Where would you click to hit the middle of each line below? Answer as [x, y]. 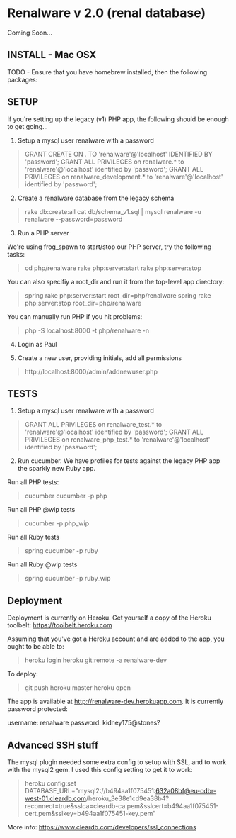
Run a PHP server [43, 233]
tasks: [16, 254]
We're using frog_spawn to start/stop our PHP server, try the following [110, 247]
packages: [23, 79]
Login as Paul [37, 344]
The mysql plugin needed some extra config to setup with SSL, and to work [117, 762]
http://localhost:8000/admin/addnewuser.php [91, 371]
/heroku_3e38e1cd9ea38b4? [128, 798]
